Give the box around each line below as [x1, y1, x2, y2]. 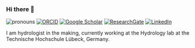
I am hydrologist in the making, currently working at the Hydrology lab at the [6, 29, 190, 36]
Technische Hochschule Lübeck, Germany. [6, 36, 110, 43]
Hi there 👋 [6, 5, 35, 13]
